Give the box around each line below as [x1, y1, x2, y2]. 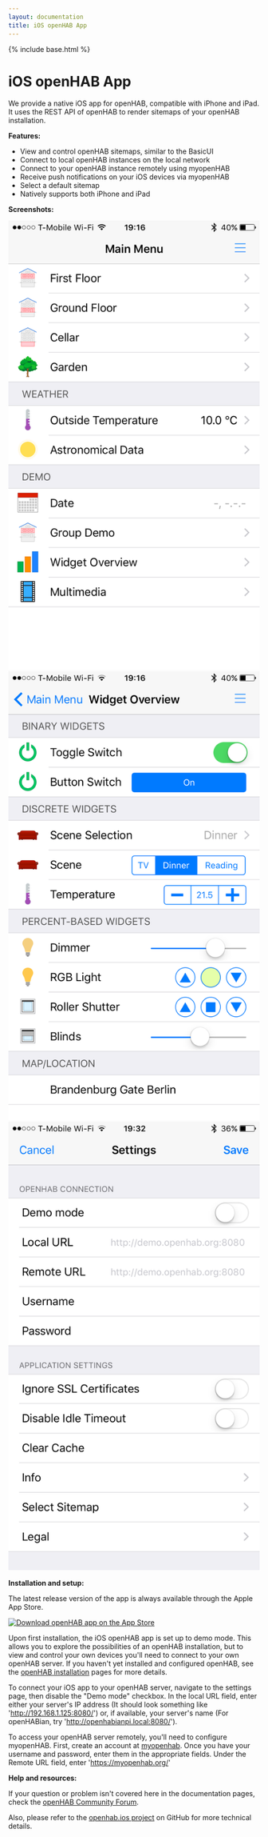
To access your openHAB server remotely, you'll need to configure [8, 1732, 227, 1742]
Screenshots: [8, 205, 54, 214]
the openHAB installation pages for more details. [8, 1667, 167, 1677]
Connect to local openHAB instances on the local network [19, 155, 211, 165]
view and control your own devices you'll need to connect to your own [8, 1651, 239, 1660]
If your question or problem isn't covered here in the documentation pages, [8, 1789, 255, 1799]
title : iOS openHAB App [8, 21, 88, 30]
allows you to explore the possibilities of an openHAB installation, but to [8, 1642, 243, 1651]
